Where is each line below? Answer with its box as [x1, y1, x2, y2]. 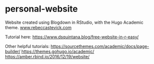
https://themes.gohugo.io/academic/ [21, 48, 95, 54]
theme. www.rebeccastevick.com [5, 24, 72, 30]
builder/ [5, 48, 21, 54]
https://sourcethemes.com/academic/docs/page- [50, 43, 150, 49]
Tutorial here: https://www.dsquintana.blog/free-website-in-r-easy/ [5, 34, 139, 40]
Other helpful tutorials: [5, 43, 50, 49]
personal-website [5, 3, 78, 15]
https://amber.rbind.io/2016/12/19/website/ [5, 53, 90, 59]
